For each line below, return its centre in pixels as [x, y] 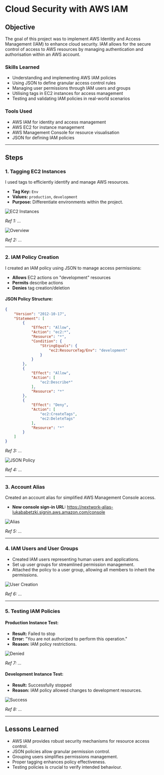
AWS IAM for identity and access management [59, 122]
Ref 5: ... [13, 531]
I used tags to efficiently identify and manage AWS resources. [67, 182]
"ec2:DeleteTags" [58, 419]
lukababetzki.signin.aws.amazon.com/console [59, 512]
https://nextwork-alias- [90, 507]
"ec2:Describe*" [56, 382]
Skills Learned [22, 67]
